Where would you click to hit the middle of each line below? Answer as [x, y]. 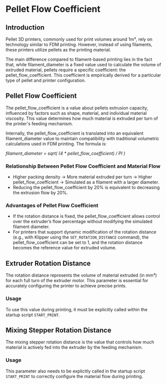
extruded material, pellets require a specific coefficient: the [66, 70]
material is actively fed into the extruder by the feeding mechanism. [74, 347]
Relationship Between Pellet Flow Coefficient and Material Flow [83, 166]
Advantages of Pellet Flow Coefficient [52, 205]
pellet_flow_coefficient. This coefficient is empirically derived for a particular [83, 75]
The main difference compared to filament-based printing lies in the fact [79, 59]
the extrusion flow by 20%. [40, 193]
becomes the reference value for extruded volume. [64, 248]
